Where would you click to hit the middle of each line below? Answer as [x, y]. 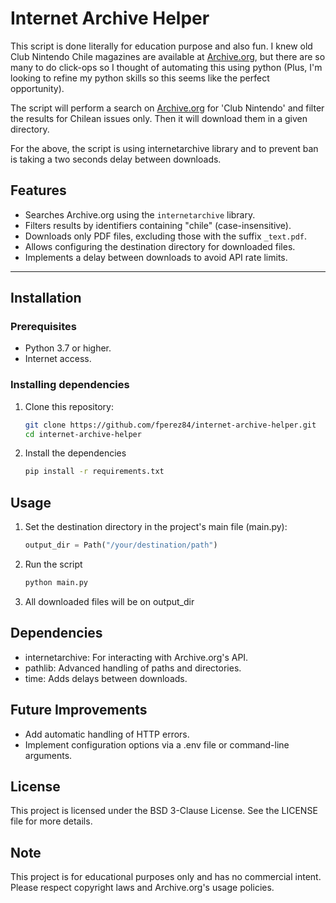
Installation [46, 298]
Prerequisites [43, 327]
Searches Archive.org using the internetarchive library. [140, 214]
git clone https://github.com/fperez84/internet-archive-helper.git [170, 425]
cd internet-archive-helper [83, 434]
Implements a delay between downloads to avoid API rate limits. [156, 257]
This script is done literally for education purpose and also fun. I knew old [161, 46]
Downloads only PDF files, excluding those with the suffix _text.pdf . [165, 236]
